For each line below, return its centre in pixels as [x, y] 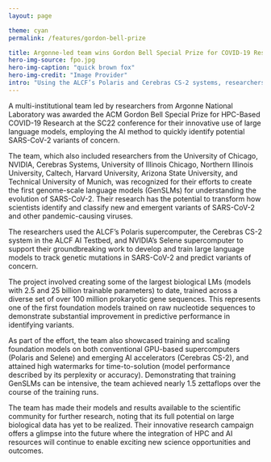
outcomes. [26, 451]
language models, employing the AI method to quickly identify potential [127, 131]
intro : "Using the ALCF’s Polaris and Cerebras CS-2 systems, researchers [137, 83]
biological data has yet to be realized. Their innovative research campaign [131, 425]
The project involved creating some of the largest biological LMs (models [130, 282]
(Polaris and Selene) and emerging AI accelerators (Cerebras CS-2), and [129, 358]
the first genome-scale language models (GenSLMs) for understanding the [132, 190]
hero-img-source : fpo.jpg [52, 60]
